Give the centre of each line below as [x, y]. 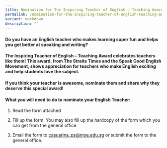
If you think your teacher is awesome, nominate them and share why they [83, 83]
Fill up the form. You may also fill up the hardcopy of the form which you [86, 120]
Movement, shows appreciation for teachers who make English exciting [81, 66]
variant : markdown [24, 19]
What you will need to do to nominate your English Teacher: [68, 99]
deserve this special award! [34, 88]
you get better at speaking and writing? [47, 45]
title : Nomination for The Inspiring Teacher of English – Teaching [78, 10]
